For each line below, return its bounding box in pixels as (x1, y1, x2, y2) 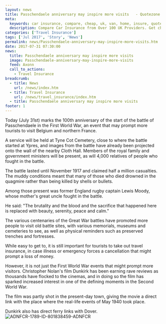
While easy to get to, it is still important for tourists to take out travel (5, 243, 143, 248)
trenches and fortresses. (5, 233, 55, 239)
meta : (5, 16, 16, 21)
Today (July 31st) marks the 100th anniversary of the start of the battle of (5, 117, 154, 123)
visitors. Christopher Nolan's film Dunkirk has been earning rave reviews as (5, 268, 159, 274)
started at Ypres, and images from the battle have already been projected (5, 143, 155, 148)
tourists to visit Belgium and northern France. (5, 128, 97, 133)
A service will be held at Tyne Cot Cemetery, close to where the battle (5, 137, 147, 143)
